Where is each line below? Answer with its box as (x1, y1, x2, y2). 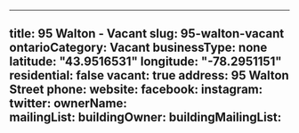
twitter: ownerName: (9, 96, 127, 112)
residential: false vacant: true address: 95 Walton (9, 68, 289, 83)
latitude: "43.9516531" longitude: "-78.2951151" (9, 54, 282, 70)
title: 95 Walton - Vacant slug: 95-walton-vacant (9, 26, 285, 41)
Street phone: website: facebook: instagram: (9, 82, 263, 97)
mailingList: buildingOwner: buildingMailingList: (9, 110, 282, 125)
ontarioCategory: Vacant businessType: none (9, 40, 268, 55)
